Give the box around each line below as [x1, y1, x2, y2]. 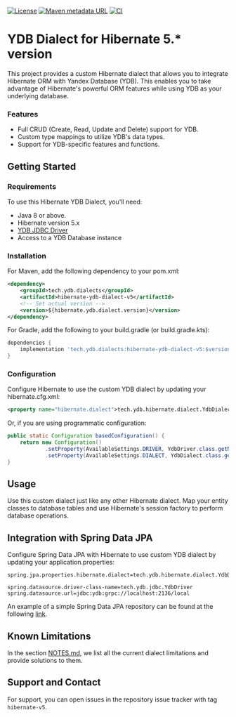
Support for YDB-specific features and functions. [17, 140, 160, 149]
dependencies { [7, 339, 52, 347]
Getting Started [7, 160, 77, 172]
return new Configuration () [20, 439, 102, 446]
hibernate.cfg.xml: [7, 393, 60, 401]
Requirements [7, 181, 57, 191]
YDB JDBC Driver [17, 225, 68, 235]
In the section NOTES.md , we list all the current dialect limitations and [7, 649, 209, 657]
